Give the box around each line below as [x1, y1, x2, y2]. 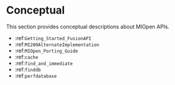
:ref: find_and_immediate [14, 60, 73, 67]
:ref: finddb [14, 66, 42, 73]
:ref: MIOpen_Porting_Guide [14, 47, 78, 54]
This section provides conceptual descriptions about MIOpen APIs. [6, 23, 170, 30]
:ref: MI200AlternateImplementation [14, 41, 100, 48]
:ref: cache [14, 53, 39, 60]
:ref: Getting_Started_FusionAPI [14, 34, 92, 41]
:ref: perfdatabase [14, 72, 58, 79]
